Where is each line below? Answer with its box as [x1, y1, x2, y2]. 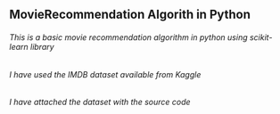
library [29, 41, 55, 52]
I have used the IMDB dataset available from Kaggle [9, 69, 202, 79]
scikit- [249, 31, 273, 43]
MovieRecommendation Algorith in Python [9, 7, 251, 22]
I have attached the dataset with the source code [9, 97, 191, 108]
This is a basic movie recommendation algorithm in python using [9, 31, 248, 43]
